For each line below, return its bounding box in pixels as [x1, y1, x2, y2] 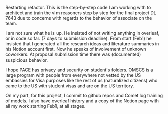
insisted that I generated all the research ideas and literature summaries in [5, 41, 159, 47]
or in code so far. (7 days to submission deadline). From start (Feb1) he [5, 35, 152, 41]
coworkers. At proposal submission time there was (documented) [5, 51, 141, 58]
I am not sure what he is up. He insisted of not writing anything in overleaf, [5, 30, 160, 36]
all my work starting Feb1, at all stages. [5, 103, 86, 109]
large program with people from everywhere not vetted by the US [5, 72, 141, 78]
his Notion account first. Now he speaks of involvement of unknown [5, 46, 146, 52]
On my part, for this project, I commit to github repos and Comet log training [5, 93, 163, 98]
